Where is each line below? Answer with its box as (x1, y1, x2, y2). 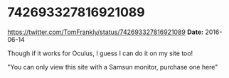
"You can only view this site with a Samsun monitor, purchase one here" (7, 62, 218, 71)
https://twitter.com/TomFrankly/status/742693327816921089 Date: (7, 28, 204, 36)
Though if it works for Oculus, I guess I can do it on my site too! (7, 49, 193, 57)
